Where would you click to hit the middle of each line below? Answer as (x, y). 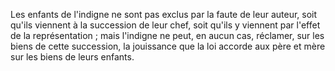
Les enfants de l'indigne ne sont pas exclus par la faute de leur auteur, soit (164, 14)
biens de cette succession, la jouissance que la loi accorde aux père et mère (168, 46)
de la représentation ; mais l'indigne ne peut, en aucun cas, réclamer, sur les (167, 35)
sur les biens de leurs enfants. (72, 57)
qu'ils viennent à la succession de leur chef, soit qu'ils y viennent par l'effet (165, 25)
